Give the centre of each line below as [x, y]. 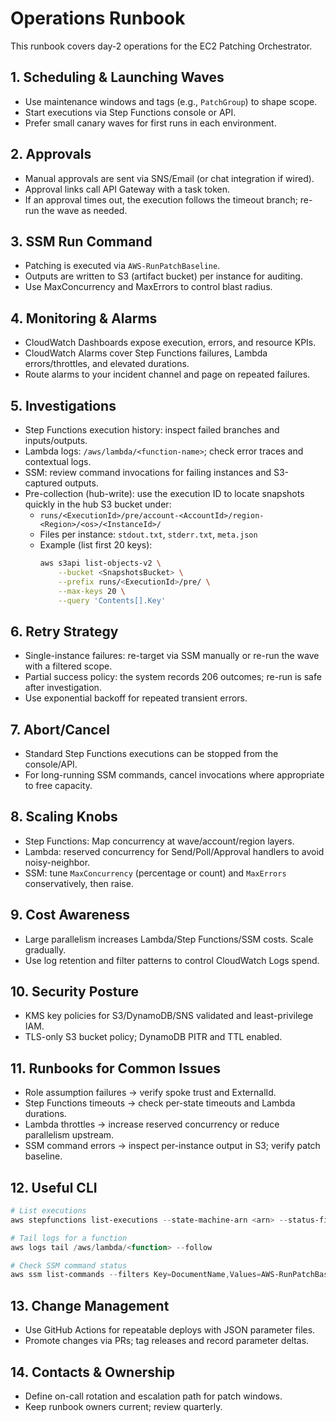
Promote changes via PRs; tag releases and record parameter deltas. [167, 1341]
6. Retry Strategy [64, 631]
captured [43, 483]
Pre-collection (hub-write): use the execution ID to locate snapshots [164, 493]
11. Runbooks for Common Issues [116, 1068]
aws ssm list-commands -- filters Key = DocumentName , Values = [136, 1275]
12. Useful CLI [54, 1187]
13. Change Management [90, 1305]
